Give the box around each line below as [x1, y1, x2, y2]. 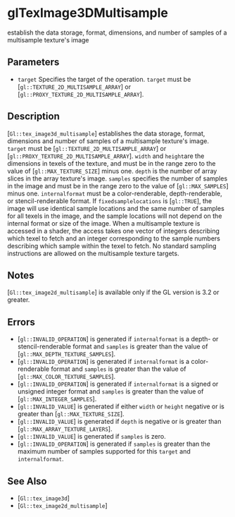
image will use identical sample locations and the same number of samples [7, 204, 225, 212]
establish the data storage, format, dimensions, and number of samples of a [7, 28, 227, 37]
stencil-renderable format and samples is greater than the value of [17, 342, 208, 351]
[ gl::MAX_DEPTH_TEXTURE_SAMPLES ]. [17, 350, 116, 358]
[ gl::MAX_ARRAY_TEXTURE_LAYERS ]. [17, 425, 113, 433]
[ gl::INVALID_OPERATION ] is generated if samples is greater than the [17, 439, 211, 449]
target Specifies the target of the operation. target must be [17, 75, 191, 83]
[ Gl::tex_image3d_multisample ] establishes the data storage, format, [7, 129, 205, 138]
